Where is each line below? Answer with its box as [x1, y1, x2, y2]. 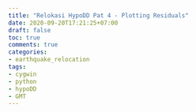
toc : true [8, 33, 41, 42]
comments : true [8, 41, 58, 49]
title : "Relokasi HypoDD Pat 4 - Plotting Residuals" [8, 11, 190, 20]
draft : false [8, 26, 51, 34]
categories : [8, 48, 47, 56]
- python [8, 77, 37, 85]
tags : [8, 63, 26, 71]
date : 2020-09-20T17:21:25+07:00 [8, 19, 119, 27]
